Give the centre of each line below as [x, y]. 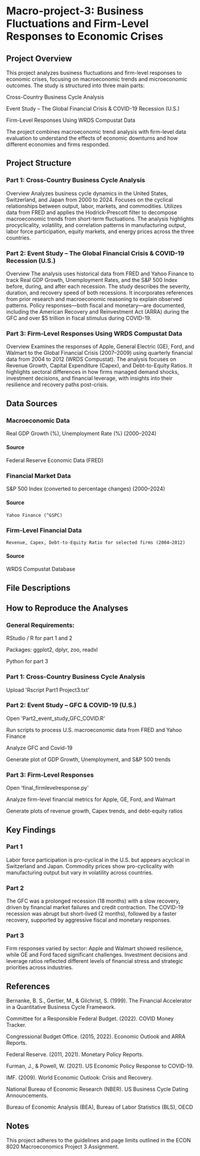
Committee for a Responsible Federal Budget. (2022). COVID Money [90, 1019]
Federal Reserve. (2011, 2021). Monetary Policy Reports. [75, 1054]
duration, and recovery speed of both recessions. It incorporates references [100, 292]
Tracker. [16, 1025]
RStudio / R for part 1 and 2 [39, 638]
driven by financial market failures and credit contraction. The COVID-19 [95, 907]
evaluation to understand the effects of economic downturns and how [92, 138]
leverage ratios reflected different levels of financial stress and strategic [95, 961]
